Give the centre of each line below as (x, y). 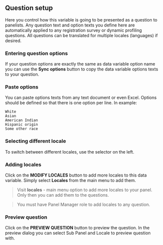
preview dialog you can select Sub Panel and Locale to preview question (78, 233)
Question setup (29, 8)
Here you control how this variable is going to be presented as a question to (81, 20)
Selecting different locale (36, 141)
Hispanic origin (21, 125)
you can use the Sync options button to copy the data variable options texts (82, 69)
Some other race (21, 129)
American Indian (21, 120)
